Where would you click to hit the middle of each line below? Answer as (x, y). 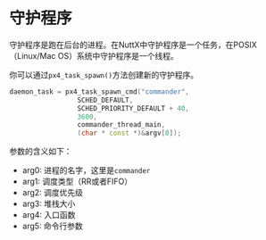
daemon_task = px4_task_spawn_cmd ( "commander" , (100, 91)
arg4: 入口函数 (49, 215)
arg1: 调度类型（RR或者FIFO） (77, 182)
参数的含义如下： (41, 152)
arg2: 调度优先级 (52, 193)
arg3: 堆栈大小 (49, 204)
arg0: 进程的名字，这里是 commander (86, 170)
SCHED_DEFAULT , (105, 100)
